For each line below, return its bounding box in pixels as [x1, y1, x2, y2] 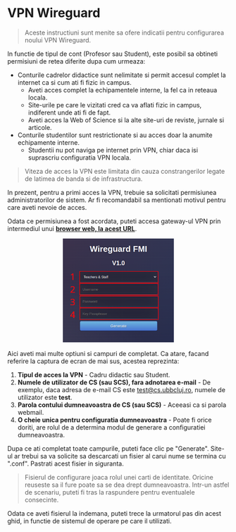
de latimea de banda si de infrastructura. [24, 175, 143, 183]
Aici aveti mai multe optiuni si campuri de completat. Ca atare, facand [7, 349, 209, 357]
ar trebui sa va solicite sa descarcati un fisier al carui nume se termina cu [13, 451, 226, 460]
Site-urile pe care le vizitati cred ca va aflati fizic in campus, [27, 100, 202, 109]
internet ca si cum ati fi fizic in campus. [17, 78, 132, 86]
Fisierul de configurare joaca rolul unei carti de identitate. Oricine [24, 473, 213, 481]
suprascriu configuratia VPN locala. [27, 153, 132, 162]
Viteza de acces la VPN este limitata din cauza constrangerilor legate [24, 167, 225, 175]
